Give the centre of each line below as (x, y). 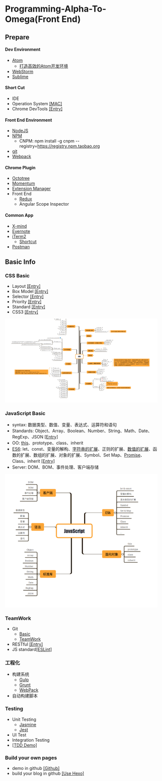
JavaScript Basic (25, 413)
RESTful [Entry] (27, 644)
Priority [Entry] (27, 302)
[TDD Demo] (24, 745)
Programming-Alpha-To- (56, 9)
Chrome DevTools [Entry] (37, 109)
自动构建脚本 (25, 696)
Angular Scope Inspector (44, 204)
